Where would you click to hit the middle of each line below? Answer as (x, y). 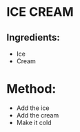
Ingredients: (33, 37)
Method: (31, 89)
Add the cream (38, 115)
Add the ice (33, 108)
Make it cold (34, 122)
